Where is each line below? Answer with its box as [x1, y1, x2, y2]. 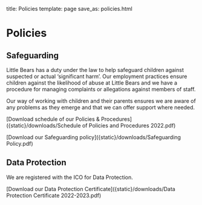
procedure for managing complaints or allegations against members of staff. [6, 86, 196, 93]
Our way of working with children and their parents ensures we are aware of [6, 97, 197, 105]
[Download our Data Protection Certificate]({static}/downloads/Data [6, 185, 175, 192]
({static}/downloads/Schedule [6, 122, 81, 129]
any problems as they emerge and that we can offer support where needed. [6, 104, 195, 111]
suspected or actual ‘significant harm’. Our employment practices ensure [6, 73, 187, 80]
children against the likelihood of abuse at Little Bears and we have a [6, 79, 177, 86]
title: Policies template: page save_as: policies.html [6, 5, 133, 12]
